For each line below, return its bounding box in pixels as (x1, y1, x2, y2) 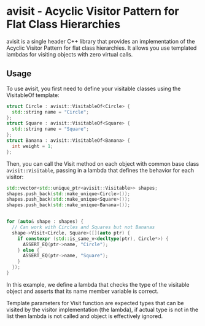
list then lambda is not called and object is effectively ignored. (6, 312, 163, 320)
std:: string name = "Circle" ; (12, 109, 89, 115)
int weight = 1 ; (12, 143, 53, 149)
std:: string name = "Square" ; (12, 126, 89, 133)
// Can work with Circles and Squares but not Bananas (12, 224, 155, 230)
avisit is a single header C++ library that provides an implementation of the (6, 37, 195, 45)
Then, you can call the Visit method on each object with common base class (6, 160, 199, 167)
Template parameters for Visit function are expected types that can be (6, 299, 184, 306)
